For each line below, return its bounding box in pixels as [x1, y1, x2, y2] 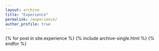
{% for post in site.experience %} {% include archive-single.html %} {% [5, 35, 155, 41]
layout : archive [5, 7, 39, 13]
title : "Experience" [5, 12, 49, 17]
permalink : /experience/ [5, 17, 58, 22]
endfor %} [5, 41, 27, 47]
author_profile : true [5, 21, 51, 27]
